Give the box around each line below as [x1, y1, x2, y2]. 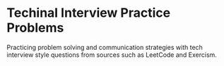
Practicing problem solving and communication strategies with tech [6, 43, 203, 51]
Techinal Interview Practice [6, 5, 171, 21]
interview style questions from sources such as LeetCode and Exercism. [6, 51, 217, 59]
